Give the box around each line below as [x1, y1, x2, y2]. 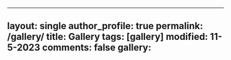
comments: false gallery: [42, 42, 151, 54]
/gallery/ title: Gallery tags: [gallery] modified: [7, 31, 208, 43]
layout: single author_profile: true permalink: [7, 20, 203, 32]
